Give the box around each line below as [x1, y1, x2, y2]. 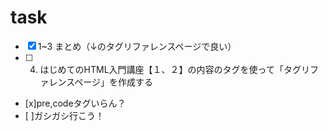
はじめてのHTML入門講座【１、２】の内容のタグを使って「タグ [39, 63, 302, 75]
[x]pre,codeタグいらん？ [24, 97, 127, 109]
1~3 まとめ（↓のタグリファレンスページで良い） [37, 40, 237, 52]
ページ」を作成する [74, 76, 154, 88]
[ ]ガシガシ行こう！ [24, 109, 105, 121]
